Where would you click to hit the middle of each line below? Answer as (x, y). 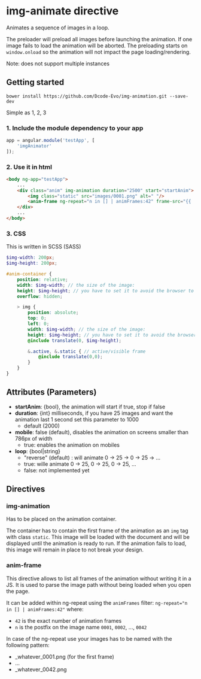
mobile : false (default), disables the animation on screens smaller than (102, 432)
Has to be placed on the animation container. (61, 519)
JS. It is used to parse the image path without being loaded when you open (99, 584)
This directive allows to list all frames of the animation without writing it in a (99, 578)
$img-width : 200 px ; (31, 258)
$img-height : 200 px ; (32, 263)
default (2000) (42, 426)
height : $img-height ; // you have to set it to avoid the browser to (106, 291)
